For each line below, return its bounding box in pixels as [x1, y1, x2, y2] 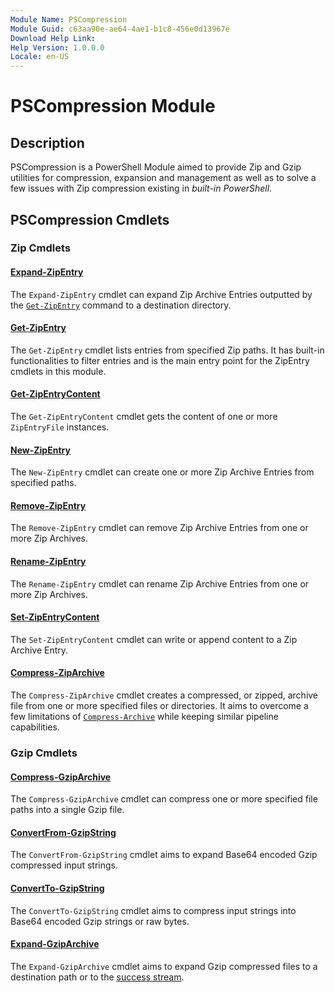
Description [10, 134, 85, 151]
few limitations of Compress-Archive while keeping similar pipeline [10, 711, 279, 723]
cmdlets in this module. [10, 365, 107, 377]
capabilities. [10, 721, 60, 733]
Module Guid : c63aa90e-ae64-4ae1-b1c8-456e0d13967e [10, 24, 230, 34]
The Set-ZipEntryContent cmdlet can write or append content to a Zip [10, 633, 298, 645]
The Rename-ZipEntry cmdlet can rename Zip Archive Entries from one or [10, 577, 310, 590]
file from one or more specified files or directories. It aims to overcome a [10, 700, 309, 712]
